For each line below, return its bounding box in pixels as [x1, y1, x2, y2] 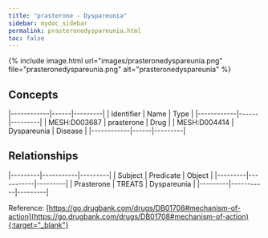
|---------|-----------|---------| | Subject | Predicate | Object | [8, 170, 213, 180]
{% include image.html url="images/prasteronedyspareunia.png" [8, 56, 223, 66]
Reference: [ [8, 203, 50, 212]
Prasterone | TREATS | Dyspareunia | [74, 179, 196, 188]
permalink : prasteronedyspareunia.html [8, 26, 142, 34]
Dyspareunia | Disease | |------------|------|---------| [8, 126, 186, 136]
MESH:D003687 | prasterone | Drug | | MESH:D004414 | [47, 118, 234, 127]
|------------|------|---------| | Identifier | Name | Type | [8, 109, 194, 119]
